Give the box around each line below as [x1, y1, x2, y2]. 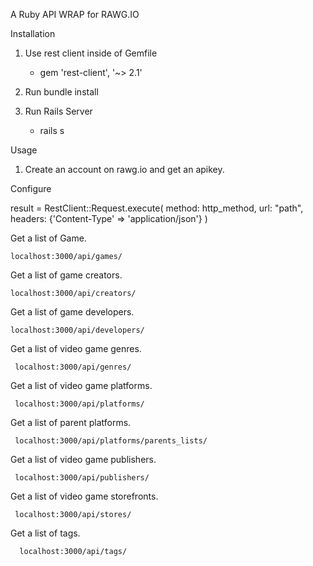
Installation [10, 28, 56, 39]
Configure [10, 183, 52, 194]
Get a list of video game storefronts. [10, 490, 159, 502]
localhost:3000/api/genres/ [14, 362, 132, 372]
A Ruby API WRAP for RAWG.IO [10, 9, 140, 20]
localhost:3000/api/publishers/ [14, 473, 150, 483]
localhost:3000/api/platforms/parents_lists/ [14, 436, 208, 446]
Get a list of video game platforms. [10, 380, 153, 391]
